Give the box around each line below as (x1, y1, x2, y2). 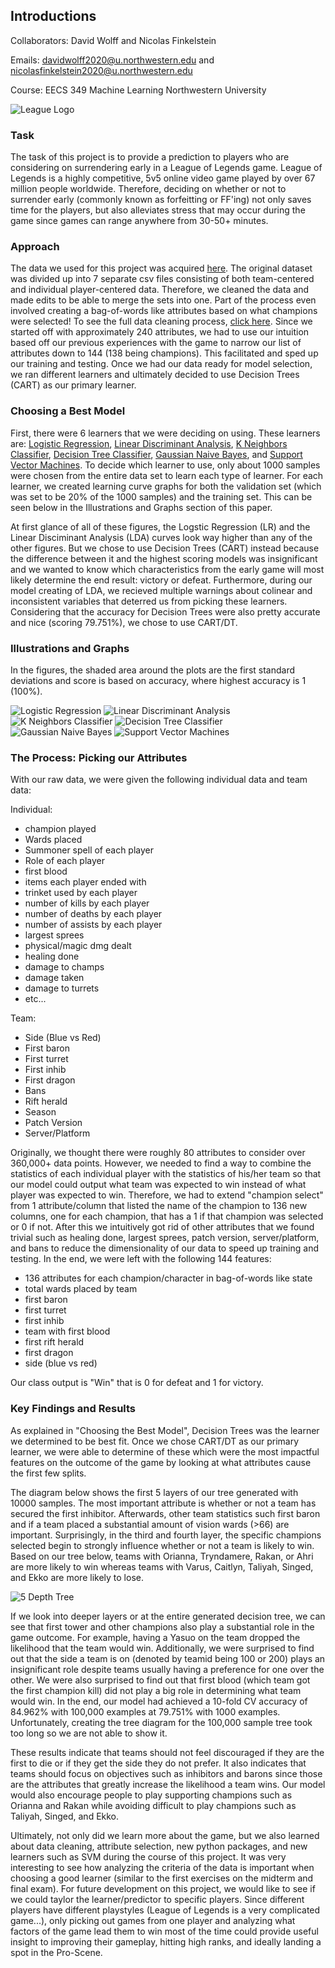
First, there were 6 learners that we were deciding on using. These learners (10, 427, 321, 439)
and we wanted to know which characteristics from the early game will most (10, 563, 325, 575)
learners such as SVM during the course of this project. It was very (10, 1850, 287, 1863)
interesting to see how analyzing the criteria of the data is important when (10, 1861, 315, 1873)
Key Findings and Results (10, 1402, 137, 1416)
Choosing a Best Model (10, 404, 126, 418)
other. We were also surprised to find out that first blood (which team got (10, 1674, 311, 1686)
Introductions (10, 8, 97, 25)
